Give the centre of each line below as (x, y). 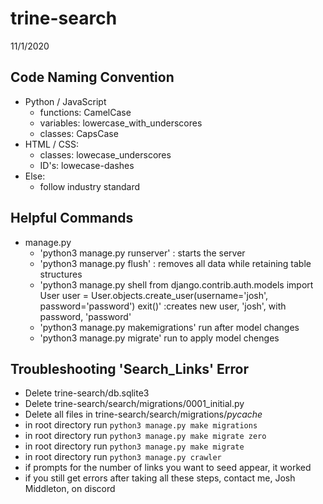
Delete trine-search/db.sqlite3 (87, 393)
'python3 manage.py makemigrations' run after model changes (169, 327)
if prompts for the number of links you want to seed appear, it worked (168, 468)
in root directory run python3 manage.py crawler (123, 457)
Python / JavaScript (65, 101)
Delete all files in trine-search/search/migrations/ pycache (143, 414)
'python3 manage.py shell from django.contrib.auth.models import (176, 284)
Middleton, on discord (70, 489)
